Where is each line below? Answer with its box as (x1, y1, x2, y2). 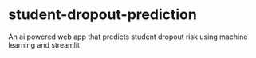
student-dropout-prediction (8, 6, 197, 24)
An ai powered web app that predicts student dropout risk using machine (8, 32, 248, 41)
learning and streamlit (8, 40, 80, 49)
